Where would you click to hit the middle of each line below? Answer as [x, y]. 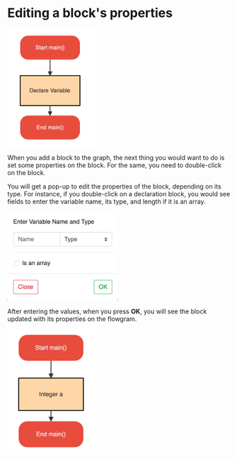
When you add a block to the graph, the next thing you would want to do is [116, 157]
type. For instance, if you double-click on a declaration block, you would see [119, 193]
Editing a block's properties [90, 13]
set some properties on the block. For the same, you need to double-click [114, 165]
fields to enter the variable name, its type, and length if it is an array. [107, 201]
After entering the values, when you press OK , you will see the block [107, 312]
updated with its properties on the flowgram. [72, 319]
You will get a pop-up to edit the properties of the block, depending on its [114, 186]
